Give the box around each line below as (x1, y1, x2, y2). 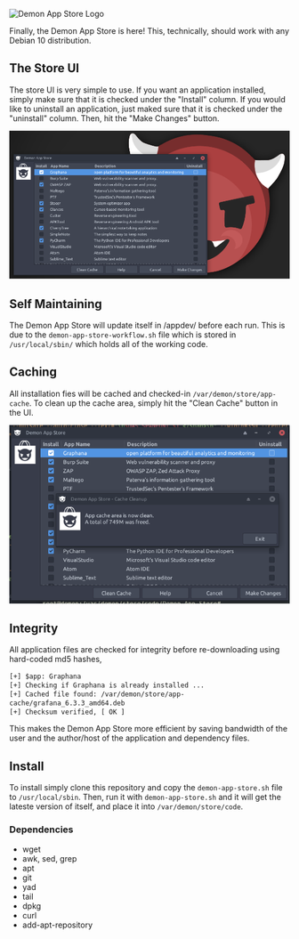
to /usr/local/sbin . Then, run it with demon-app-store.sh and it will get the (9, 792, 282, 803)
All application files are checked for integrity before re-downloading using (9, 644, 280, 655)
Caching (9, 365, 58, 380)
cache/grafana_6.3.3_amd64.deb (9, 699, 125, 708)
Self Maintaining (9, 296, 102, 312)
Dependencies (9, 823, 74, 836)
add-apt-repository (21, 919, 93, 930)
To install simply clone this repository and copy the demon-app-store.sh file (9, 782, 283, 793)
